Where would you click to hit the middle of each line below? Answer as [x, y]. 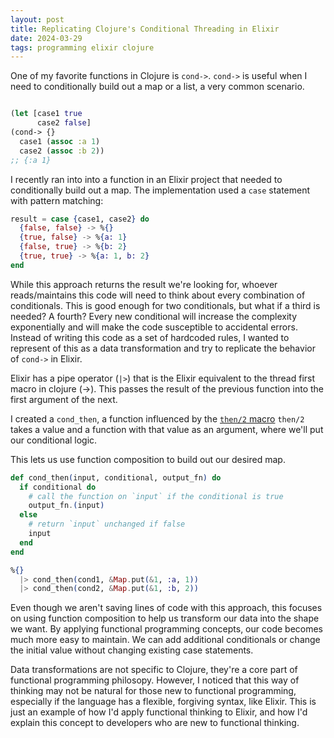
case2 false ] [64, 123]
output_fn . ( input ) [66, 506]
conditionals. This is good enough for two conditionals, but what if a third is [165, 305]
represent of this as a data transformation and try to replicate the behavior [163, 348]
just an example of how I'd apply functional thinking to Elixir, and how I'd [159, 712]
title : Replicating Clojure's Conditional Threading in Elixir [145, 29]
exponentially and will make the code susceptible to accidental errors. [154, 327]
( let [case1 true [46, 114]
